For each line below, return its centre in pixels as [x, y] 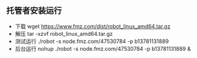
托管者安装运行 [34, 11]
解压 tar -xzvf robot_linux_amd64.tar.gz [64, 33]
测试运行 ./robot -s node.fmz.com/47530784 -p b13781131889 [92, 41]
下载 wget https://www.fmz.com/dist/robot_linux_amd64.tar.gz [92, 26]
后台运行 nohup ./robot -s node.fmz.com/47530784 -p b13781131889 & [103, 48]
